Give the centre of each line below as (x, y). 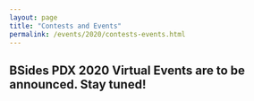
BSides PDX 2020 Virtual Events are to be (127, 70)
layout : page (34, 17)
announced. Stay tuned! (78, 84)
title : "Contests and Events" (66, 26)
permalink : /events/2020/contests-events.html (97, 34)
